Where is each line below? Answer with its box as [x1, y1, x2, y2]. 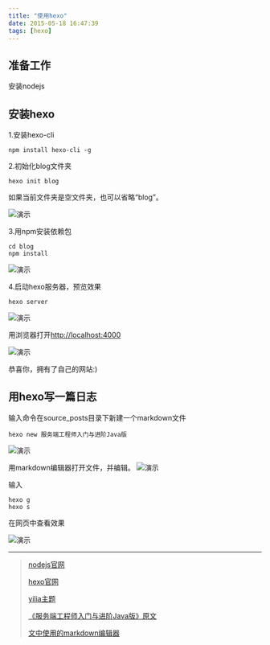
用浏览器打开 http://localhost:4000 [8, 331, 121, 339]
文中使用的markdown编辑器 [27, 628, 121, 638]
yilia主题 [27, 594, 56, 603]
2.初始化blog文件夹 [8, 162, 72, 170]
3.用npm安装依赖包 [8, 227, 72, 236]
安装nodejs [8, 81, 46, 91]
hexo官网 [27, 577, 59, 586]
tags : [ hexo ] [8, 27, 52, 35]
